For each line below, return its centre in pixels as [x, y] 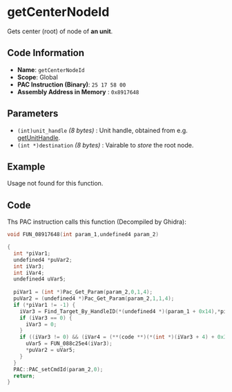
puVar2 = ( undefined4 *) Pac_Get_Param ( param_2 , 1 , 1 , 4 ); [94, 299]
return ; [25, 376]
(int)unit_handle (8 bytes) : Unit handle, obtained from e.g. [102, 130]
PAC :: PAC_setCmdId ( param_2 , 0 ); [58, 369]
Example [26, 167]
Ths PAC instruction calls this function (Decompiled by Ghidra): [97, 222]
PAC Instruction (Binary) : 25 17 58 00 [71, 84]
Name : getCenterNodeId [51, 69]
